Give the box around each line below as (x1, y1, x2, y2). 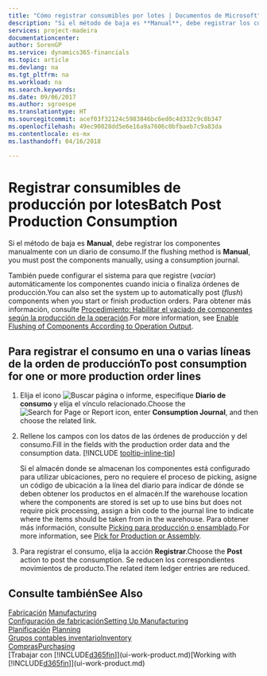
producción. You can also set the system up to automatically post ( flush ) (8, 288, 244, 297)
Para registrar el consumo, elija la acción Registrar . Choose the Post (19, 546, 242, 557)
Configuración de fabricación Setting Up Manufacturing (8, 616, 189, 626)
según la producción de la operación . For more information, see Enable (8, 313, 239, 323)
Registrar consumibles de (8, 178, 181, 196)
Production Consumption (8, 212, 178, 231)
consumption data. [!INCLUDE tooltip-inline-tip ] (19, 449, 176, 458)
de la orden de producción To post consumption (8, 357, 248, 371)
